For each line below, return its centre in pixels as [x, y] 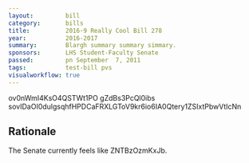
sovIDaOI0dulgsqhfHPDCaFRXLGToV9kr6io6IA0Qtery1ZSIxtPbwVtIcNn [125, 106]
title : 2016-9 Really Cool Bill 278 [85, 30]
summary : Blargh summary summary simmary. [93, 46]
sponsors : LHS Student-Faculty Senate [83, 53]
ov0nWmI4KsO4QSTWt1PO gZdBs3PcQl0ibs [82, 97]
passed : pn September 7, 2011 [75, 61]
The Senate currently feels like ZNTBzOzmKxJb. [88, 151]
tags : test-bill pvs [60, 68]
